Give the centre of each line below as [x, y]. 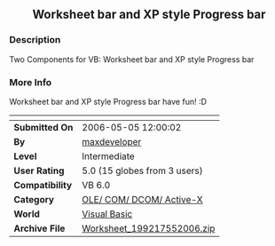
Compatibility [43, 185]
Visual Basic [107, 214]
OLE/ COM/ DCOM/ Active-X [143, 199]
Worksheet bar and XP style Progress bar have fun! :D [108, 101]
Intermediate [108, 156]
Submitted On [43, 127]
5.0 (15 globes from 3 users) [143, 171]
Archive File [39, 228]
